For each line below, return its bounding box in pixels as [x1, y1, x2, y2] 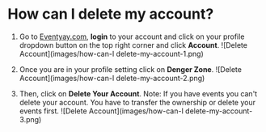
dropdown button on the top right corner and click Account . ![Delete [19, 40, 248, 49]
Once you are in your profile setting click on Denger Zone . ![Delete [19, 64, 242, 74]
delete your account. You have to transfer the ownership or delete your [19, 97, 256, 107]
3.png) [19, 114, 42, 124]
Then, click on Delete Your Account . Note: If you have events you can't [19, 88, 258, 98]
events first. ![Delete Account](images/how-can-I [19, 106, 184, 116]
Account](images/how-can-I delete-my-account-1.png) [19, 49, 204, 58]
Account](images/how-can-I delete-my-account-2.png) [19, 73, 205, 83]
